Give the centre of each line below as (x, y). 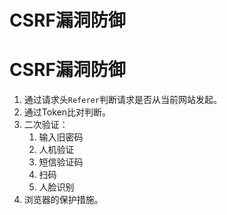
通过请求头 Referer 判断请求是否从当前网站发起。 (122, 100)
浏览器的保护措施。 (63, 200)
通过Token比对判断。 (67, 112)
